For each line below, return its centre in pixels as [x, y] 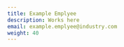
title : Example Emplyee [42, 13]
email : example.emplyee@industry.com [62, 26]
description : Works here [43, 20]
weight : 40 [23, 33]
